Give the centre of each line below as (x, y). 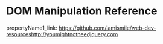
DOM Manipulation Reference (82, 11)
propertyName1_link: (32, 28)
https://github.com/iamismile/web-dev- (107, 28)
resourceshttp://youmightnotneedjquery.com (62, 34)
